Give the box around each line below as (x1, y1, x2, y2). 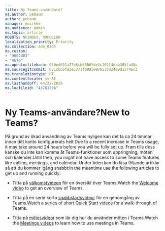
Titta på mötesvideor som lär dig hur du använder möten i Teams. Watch (12, 215, 158, 221)
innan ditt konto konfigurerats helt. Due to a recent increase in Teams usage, (5, 139, 159, 145)
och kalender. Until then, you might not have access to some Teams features (5, 154, 160, 161)
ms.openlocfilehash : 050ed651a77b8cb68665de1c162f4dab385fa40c (5, 62, 138, 67)
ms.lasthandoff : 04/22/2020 (5, 81, 63, 86)
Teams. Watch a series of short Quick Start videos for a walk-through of (12, 200, 157, 206)
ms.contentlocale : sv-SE (5, 76, 56, 81)
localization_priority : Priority (5, 40, 74, 45)
